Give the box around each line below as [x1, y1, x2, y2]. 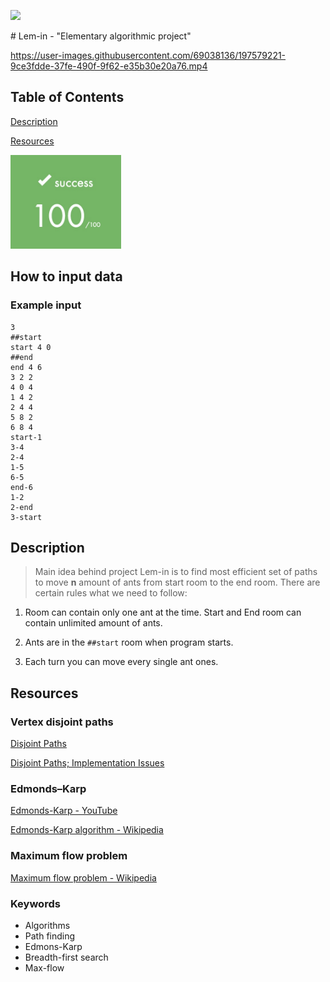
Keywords [10, 896, 61, 910]
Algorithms [24, 919, 71, 931]
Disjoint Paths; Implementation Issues [10, 757, 165, 769]
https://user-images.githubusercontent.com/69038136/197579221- [10, 50, 287, 61]
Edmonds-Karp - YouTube [10, 805, 118, 817]
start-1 [10, 432, 43, 442]
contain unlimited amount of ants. [24, 617, 163, 629]
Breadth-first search [24, 951, 109, 963]
